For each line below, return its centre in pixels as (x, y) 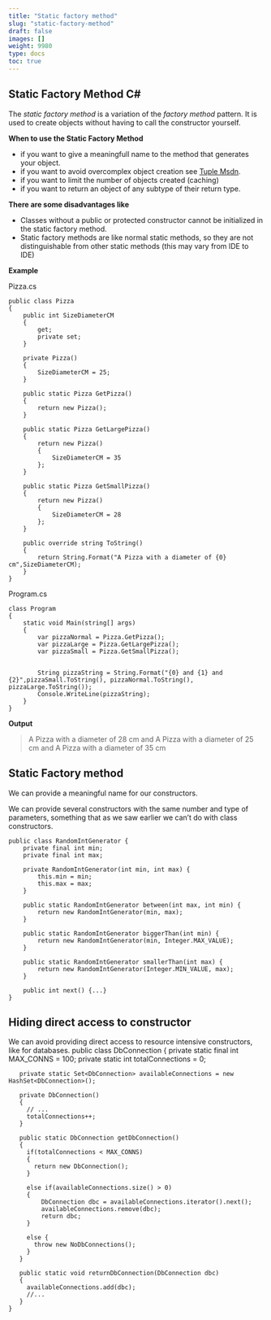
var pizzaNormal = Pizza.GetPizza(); (101, 637)
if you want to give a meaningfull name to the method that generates (134, 154)
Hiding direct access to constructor (100, 1022)
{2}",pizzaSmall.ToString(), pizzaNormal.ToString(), (101, 680)
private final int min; (63, 848)
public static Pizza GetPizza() (77, 394)
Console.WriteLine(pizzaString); (94, 694)
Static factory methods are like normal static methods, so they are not (137, 237)
